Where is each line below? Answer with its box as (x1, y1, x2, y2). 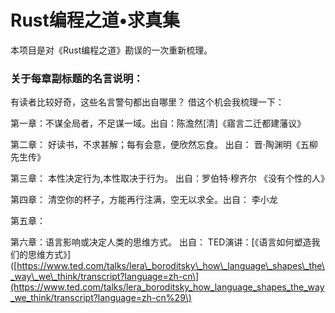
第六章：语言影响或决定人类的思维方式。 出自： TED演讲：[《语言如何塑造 (10, 236, 312, 248)
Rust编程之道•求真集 (10, 9, 181, 32)
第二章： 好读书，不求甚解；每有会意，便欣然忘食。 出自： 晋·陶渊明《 (10, 139, 301, 151)
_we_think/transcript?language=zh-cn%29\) (10, 292, 192, 304)
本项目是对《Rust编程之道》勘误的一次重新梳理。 (10, 44, 213, 56)
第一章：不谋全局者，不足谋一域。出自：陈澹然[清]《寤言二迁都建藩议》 (10, 117, 307, 130)
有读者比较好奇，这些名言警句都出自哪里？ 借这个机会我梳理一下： (10, 96, 285, 108)
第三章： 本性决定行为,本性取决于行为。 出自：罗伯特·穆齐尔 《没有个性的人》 (10, 172, 330, 185)
